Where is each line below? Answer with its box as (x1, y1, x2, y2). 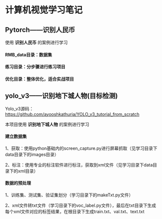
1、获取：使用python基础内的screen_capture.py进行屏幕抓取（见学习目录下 (5, 145, 158, 151)
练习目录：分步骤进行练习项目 (5, 64, 65, 70)
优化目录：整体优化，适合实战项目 (5, 76, 74, 82)
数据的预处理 (5, 180, 31, 186)
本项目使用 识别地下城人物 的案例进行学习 (5, 121, 89, 127)
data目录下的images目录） (5, 151, 59, 157)
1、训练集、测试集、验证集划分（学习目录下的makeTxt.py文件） (5, 192, 134, 198)
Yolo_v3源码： (5, 106, 34, 111)
